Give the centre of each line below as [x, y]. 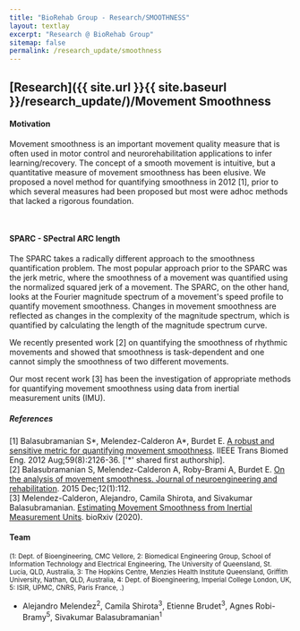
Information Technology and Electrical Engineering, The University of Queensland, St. [141, 565]
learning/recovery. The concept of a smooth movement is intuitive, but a [142, 163]
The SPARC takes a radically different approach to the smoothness [132, 258]
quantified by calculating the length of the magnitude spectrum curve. [138, 325]
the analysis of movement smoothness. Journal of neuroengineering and [143, 479]
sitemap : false [38, 43]
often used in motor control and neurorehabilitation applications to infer [141, 153]
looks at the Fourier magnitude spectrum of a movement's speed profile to [146, 296]
